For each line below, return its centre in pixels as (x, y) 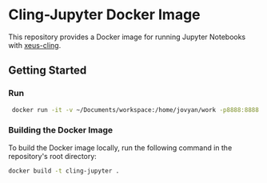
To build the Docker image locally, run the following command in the (120, 147)
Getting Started (48, 71)
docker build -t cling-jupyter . (64, 171)
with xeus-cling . (35, 45)
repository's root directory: (53, 156)
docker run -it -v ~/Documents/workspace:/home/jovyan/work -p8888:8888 (135, 109)
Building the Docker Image (61, 130)
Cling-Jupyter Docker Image (105, 15)
